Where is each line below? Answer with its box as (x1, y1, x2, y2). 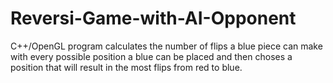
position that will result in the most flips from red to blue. (10, 61, 243, 73)
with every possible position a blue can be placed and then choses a (10, 50, 293, 62)
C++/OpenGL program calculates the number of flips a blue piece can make (10, 40, 323, 52)
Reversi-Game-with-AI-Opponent (10, 7, 297, 30)
